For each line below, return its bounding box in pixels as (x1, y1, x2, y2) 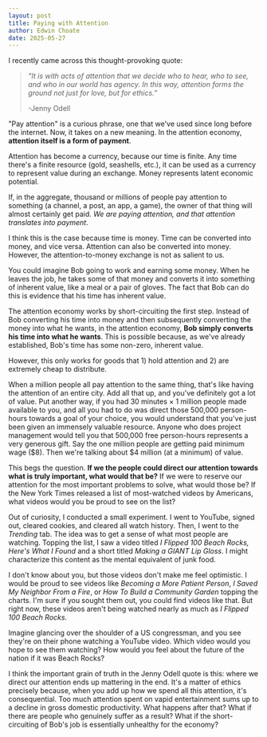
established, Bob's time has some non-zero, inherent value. (8, 341, 204, 350)
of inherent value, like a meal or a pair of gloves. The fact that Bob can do (8, 282, 249, 292)
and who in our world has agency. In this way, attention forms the (27, 80, 245, 89)
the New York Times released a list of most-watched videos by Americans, (8, 488, 253, 499)
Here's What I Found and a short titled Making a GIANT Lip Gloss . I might (8, 546, 249, 556)
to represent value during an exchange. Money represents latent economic (8, 168, 253, 178)
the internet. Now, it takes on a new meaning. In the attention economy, (8, 128, 242, 137)
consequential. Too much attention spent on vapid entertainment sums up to (8, 695, 259, 704)
